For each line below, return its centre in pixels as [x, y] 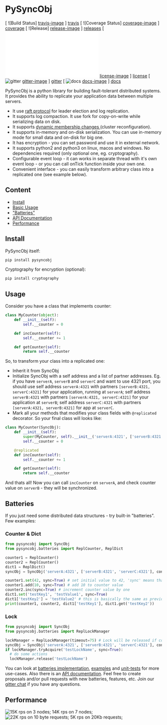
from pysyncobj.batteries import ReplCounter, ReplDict [64, 549]
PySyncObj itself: [23, 251]
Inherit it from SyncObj [36, 371]
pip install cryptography [32, 279]
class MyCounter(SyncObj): [33, 427]
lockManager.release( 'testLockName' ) [49, 659]
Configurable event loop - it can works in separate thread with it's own [85, 158]
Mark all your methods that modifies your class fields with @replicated [84, 413]
